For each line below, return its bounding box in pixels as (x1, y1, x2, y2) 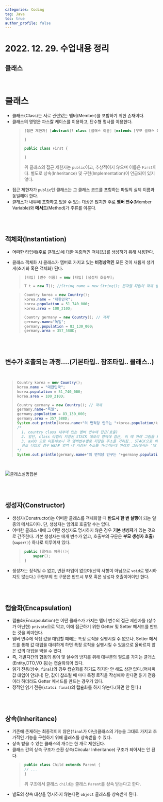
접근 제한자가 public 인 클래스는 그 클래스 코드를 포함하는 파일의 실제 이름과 (12, 187, 155, 192)
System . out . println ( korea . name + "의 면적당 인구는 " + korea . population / (16, 421, 156, 426)
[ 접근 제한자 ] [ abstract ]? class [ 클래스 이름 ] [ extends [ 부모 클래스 (24, 128, 155, 134)
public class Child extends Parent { (24, 763, 101, 767)
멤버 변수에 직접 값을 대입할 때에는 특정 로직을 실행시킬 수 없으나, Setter (12, 636, 148, 642)
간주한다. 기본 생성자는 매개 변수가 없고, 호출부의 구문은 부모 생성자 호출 (17, 533, 153, 539)
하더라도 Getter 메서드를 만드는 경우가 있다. (21, 679, 104, 684)
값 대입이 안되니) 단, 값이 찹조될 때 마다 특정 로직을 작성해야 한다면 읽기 (12, 672, 147, 678)
